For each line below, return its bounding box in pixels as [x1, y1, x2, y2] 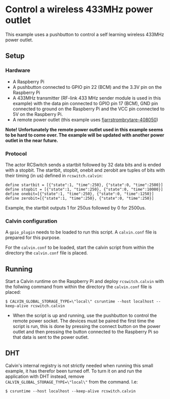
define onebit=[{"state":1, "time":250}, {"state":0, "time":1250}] [5, 191, 154, 196]
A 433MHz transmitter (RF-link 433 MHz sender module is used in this [12, 95, 161, 101]
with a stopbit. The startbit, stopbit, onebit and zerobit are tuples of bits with [5, 167, 165, 173]
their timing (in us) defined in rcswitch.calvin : [5, 172, 103, 178]
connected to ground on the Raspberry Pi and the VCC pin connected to [12, 106, 165, 112]
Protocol [5, 150, 27, 157]
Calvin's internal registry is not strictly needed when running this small [5, 362, 153, 368]
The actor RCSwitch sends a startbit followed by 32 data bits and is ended [5, 161, 161, 168]
